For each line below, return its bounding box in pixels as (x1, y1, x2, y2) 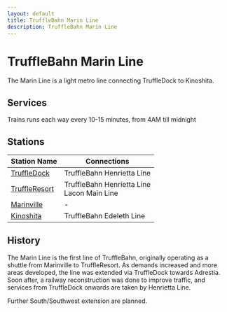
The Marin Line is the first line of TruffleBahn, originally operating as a (7, 253, 209, 262)
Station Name (11, 156, 57, 166)
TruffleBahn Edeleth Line (64, 211, 146, 220)
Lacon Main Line (64, 188, 118, 198)
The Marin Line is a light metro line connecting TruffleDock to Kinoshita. (7, 76, 215, 85)
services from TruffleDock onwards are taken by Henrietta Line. (7, 283, 191, 291)
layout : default (7, 10, 55, 17)
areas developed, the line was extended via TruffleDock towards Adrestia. (7, 268, 221, 276)
